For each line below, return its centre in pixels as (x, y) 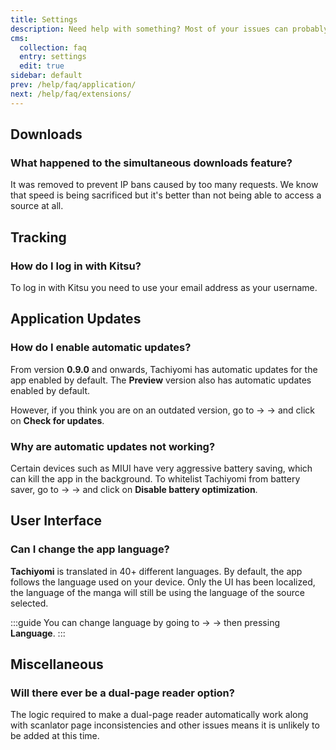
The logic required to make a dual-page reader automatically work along (159, 715)
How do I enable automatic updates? (101, 348)
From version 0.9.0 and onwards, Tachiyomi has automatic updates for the (164, 369)
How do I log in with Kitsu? (76, 266)
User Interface (56, 521)
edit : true (42, 66)
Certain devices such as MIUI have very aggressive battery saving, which (161, 468)
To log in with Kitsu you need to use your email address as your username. (164, 287)
